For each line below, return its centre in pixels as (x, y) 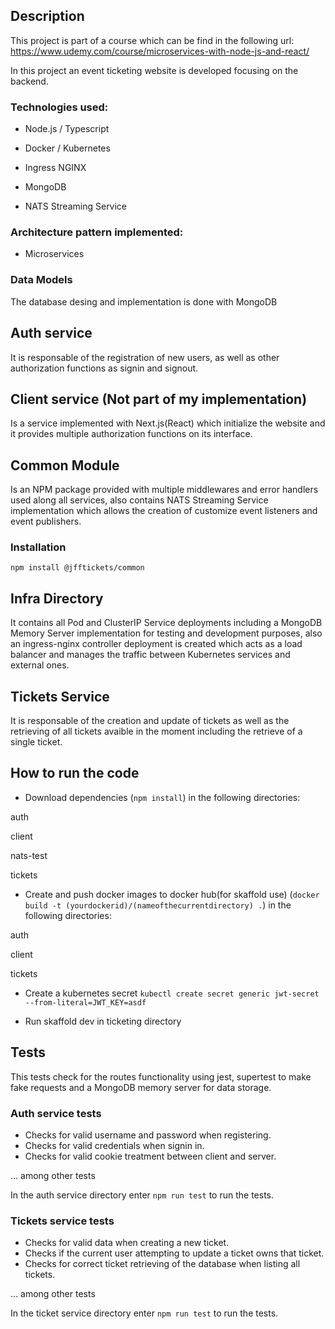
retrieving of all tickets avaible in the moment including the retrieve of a (156, 731)
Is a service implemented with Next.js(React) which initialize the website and (168, 423)
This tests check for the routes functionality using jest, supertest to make (161, 1076)
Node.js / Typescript (67, 129)
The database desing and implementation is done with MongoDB (144, 301)
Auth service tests (56, 1113)
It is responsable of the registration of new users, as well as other (145, 357)
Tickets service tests (62, 1221)
